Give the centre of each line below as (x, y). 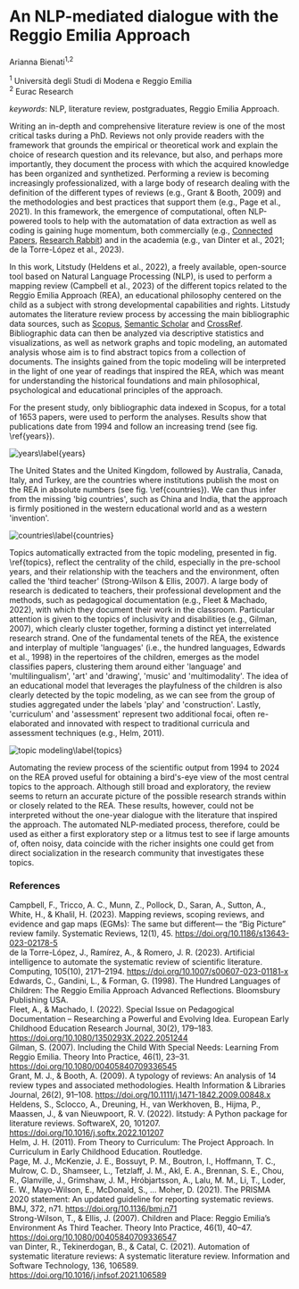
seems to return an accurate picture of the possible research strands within (148, 796)
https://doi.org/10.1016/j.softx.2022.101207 (87, 1133)
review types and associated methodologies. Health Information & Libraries (147, 1085)
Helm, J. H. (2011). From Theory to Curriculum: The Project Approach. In (141, 1143)
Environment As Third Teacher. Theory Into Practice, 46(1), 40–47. (131, 1228)
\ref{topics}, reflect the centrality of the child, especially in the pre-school (145, 562)
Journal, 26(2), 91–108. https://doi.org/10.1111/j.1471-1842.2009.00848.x (140, 1095)
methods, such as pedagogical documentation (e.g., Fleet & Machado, (138, 599)
